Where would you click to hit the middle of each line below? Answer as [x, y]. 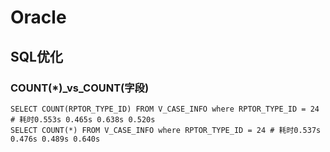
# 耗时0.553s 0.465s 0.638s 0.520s [83, 119]
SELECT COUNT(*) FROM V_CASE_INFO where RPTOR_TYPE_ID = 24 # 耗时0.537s [166, 130]
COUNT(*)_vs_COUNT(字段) [80, 88]
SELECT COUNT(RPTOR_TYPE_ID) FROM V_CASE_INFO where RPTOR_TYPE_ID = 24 [165, 109]
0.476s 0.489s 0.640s [55, 139]
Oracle [38, 17]
